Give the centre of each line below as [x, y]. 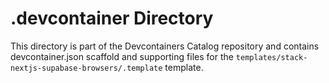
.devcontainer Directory [112, 18]
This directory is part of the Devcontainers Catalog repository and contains [165, 46]
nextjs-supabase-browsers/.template [86, 68]
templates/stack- [271, 57]
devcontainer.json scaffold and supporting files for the [122, 56]
